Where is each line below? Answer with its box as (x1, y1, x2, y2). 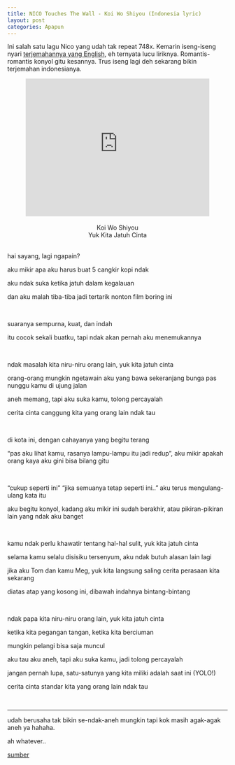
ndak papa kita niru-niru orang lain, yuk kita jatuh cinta (7, 615, 164, 623)
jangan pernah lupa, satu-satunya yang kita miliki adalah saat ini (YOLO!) (7, 669, 216, 678)
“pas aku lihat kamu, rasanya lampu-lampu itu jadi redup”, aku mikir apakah (7, 449, 224, 458)
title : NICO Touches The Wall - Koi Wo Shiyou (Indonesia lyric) (7, 10, 201, 17)
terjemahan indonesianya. (7, 64, 82, 73)
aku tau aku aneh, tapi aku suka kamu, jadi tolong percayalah (7, 655, 183, 664)
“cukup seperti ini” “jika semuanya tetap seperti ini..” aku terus (7, 484, 187, 492)
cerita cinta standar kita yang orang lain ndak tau (7, 682, 148, 691)
